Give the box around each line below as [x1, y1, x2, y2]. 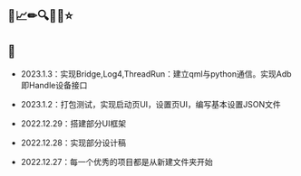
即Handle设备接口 [20, 80, 88, 91]
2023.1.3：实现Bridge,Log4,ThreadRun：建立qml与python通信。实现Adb [20, 69, 292, 79]
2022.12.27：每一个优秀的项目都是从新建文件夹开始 [20, 157, 213, 168]
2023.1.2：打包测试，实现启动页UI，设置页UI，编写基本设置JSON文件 [20, 99, 281, 110]
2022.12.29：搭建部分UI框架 [20, 118, 127, 129]
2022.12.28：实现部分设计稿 [20, 137, 127, 148]
